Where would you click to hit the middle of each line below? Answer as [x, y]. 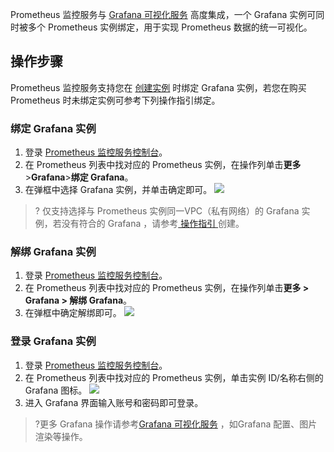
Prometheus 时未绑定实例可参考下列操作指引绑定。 [115, 100]
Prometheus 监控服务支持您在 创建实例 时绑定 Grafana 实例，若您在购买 [158, 87]
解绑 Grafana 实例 [53, 252]
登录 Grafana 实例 [53, 341]
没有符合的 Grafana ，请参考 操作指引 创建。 [153, 224]
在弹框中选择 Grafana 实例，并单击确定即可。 [118, 190]
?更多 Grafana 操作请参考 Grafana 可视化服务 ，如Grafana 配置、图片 [176, 424]
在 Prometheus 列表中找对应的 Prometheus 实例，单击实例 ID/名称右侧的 [174, 377]
